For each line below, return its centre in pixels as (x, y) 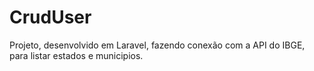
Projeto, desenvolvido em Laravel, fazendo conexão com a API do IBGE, (157, 45)
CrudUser (50, 17)
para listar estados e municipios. (76, 55)
